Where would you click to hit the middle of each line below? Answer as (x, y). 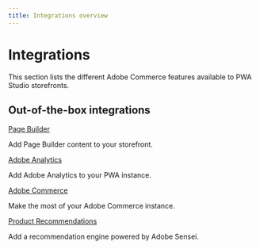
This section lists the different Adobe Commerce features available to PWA (130, 77)
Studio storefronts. (39, 85)
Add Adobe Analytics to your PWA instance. (80, 175)
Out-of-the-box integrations (79, 110)
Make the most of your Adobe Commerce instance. (92, 206)
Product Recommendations (53, 221)
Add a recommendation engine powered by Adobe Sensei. (104, 237)
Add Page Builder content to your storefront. (80, 144)
